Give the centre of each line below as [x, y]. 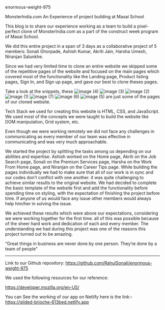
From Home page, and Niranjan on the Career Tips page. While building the [81, 167]
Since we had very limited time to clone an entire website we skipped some [81, 66]
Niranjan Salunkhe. [24, 57]
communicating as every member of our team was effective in [68, 137]
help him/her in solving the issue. [39, 203]
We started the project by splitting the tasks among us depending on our [78, 151]
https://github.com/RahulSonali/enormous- [109, 263]
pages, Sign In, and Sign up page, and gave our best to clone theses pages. [82, 82]
